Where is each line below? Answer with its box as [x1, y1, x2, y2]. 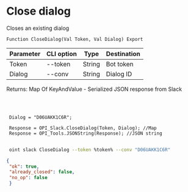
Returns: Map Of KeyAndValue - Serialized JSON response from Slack [6, 85, 182, 93]
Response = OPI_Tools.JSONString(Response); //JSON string [9, 130, 163, 137]
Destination [106, 49, 140, 58]
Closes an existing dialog [6, 24, 70, 32]
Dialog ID [106, 69, 132, 78]
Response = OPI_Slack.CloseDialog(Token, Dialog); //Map [9, 125, 157, 131]
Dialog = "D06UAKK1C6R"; [9, 114, 72, 120]
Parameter [9, 49, 41, 58]
